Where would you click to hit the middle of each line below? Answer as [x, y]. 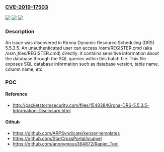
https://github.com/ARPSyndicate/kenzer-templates [66, 133]
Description [20, 32]
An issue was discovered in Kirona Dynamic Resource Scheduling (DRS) [80, 42]
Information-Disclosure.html [42, 110]
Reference [16, 94]
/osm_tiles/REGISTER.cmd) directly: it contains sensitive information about [82, 53]
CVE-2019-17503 [27, 7]
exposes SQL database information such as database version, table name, [82, 64]
